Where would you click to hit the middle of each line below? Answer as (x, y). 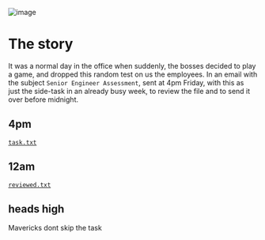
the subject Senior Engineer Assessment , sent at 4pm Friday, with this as (126, 82)
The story (41, 44)
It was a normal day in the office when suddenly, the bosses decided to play (132, 66)
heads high (36, 209)
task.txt (23, 142)
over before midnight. (44, 99)
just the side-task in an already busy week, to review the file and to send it (129, 91)
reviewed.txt (30, 185)
